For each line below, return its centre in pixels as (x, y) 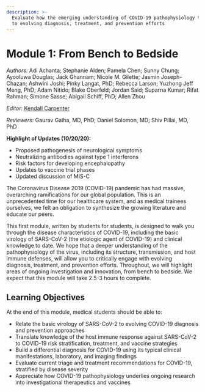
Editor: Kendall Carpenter (38, 108)
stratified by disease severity (52, 369)
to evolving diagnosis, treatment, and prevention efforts (88, 23)
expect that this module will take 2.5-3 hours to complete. (79, 278)
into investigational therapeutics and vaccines (73, 382)
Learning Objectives (46, 297)
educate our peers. (31, 214)
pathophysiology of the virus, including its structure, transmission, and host (101, 252)
